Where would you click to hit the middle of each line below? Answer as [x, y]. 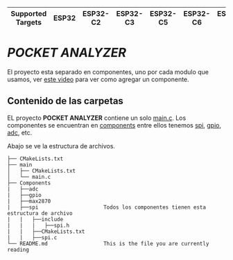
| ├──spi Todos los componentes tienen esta [107, 207]
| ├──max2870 [29, 201]
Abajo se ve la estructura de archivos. [61, 146]
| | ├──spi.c [32, 237]
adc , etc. [20, 132]
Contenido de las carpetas [65, 101]
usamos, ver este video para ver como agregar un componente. [98, 79]
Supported [29, 14]
